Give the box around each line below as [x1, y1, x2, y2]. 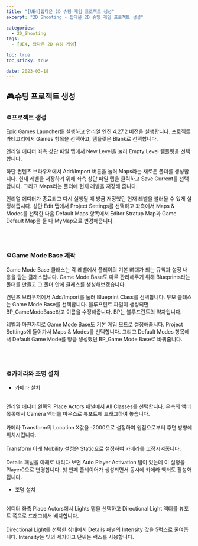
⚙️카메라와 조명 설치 [6, 369, 59, 377]
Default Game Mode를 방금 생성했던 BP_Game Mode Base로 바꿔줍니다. [12, 335, 183, 343]
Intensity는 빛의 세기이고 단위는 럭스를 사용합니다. [18, 533, 134, 540]
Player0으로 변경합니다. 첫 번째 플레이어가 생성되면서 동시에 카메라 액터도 [6, 466, 176, 473]
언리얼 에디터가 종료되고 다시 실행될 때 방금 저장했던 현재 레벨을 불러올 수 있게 [6, 195, 186, 202]
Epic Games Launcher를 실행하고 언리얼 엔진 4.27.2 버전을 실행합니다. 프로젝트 [6, 128, 191, 135]
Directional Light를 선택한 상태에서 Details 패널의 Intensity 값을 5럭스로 [6, 526, 173, 533]
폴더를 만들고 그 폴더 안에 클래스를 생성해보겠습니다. [6, 280, 126, 287]
